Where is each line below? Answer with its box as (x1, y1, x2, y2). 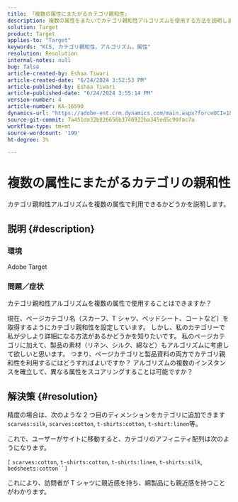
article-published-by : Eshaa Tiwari (7, 83, 115, 90)
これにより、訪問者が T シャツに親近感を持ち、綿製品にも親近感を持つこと (7, 478, 226, 487)
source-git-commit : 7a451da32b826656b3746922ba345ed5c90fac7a (7, 116, 195, 123)
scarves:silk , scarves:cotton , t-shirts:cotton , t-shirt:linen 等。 (7, 419, 202, 427)
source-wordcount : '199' (7, 129, 81, 137)
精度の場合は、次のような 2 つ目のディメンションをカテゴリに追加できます (7, 410, 225, 419)
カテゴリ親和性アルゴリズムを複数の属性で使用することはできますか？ (7, 299, 212, 308)
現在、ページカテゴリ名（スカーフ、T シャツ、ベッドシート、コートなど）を (7, 314, 229, 323)
